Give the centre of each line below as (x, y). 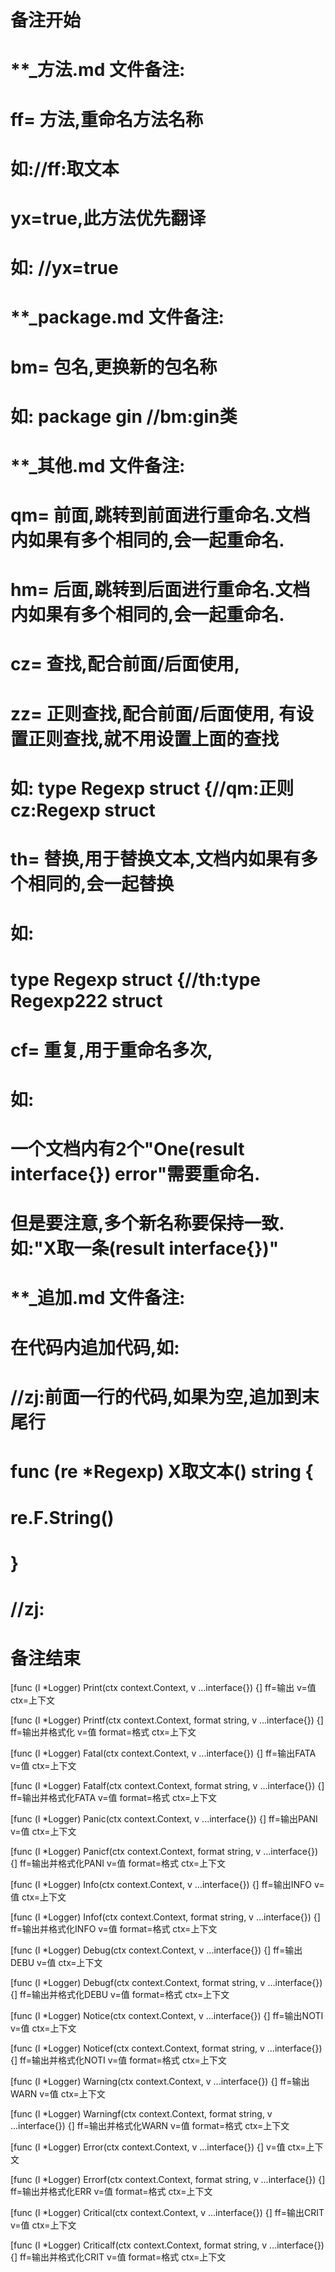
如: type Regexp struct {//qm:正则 (152, 788)
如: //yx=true (64, 268)
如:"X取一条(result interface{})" (145, 1248)
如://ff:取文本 (65, 168)
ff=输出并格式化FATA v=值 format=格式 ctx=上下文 (114, 1798)
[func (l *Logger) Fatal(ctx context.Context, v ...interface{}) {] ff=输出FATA (163, 1753)
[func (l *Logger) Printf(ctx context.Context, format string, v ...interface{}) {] (167, 1720)
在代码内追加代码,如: (95, 1347)
